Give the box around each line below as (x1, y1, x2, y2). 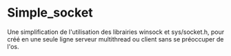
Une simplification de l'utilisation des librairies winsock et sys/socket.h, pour (7, 28, 225, 36)
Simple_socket (7, 5, 93, 21)
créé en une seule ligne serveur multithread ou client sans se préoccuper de (7, 35, 224, 43)
